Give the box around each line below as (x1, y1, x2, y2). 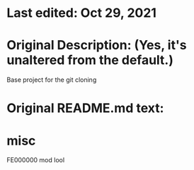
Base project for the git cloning (6, 75, 97, 84)
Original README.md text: (6, 100, 164, 116)
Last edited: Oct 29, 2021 (6, 5, 157, 21)
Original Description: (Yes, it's (6, 37, 187, 54)
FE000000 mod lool (6, 156, 65, 164)
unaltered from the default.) (6, 52, 174, 68)
